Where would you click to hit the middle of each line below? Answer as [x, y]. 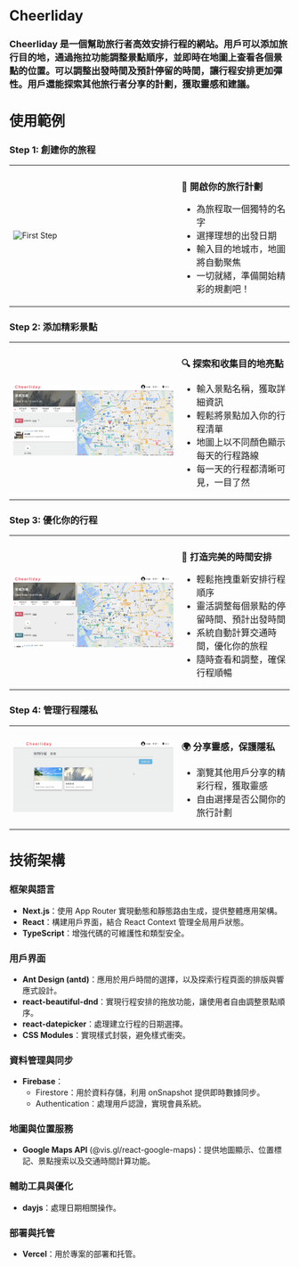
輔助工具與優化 [41, 1187]
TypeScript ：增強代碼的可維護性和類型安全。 [105, 933]
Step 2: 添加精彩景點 [53, 327]
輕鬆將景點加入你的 [237, 416]
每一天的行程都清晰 [237, 470]
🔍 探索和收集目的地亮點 [233, 364]
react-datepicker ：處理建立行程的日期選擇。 [105, 1024]
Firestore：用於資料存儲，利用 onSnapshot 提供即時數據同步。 [150, 1092]
